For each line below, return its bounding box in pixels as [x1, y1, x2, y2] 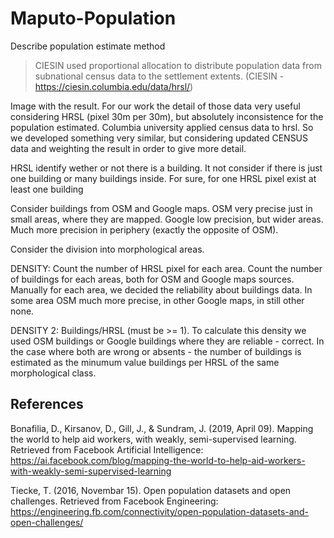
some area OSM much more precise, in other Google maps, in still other [10, 294, 305, 306]
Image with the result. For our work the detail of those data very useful [10, 100, 301, 112]
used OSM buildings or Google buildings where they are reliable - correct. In [10, 335, 325, 347]
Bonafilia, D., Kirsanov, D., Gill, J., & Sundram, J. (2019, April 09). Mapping [10, 422, 314, 434]
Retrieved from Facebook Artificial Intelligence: [10, 443, 204, 456]
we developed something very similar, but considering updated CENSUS [10, 132, 309, 144]
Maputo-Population [10, 7, 177, 30]
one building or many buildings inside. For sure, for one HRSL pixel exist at [10, 172, 317, 184]
